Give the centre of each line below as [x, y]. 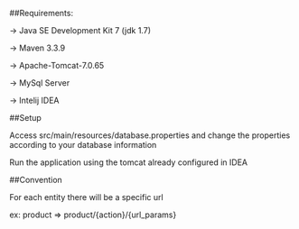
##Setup [26, 118]
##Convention [36, 180]
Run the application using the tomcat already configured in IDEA [129, 162]
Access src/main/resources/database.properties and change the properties [150, 135]
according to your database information [83, 145]
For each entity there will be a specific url [87, 197]
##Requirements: [42, 13]
